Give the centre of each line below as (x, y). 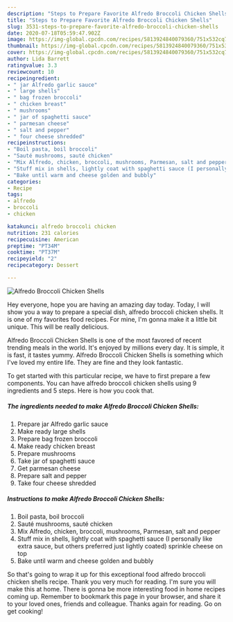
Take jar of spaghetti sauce (56, 461)
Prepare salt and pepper (52, 475)
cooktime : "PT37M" (34, 252)
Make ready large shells (51, 431)
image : (17, 40)
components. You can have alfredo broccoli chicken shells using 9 (102, 383)
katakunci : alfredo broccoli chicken (62, 227)
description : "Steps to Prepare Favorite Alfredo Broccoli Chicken (107, 14)
